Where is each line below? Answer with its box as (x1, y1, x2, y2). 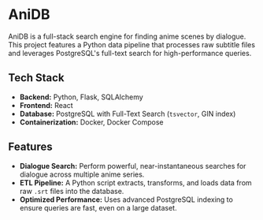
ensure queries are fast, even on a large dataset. (19, 203, 177, 212)
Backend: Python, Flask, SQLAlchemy (19, 92, 143, 102)
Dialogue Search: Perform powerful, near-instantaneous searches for (19, 161, 246, 170)
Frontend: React (19, 100, 73, 110)
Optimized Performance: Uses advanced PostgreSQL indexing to (19, 195, 234, 204)
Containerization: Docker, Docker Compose (19, 117, 164, 127)
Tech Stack (8, 71, 65, 84)
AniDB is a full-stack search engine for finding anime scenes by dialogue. (8, 32, 246, 41)
